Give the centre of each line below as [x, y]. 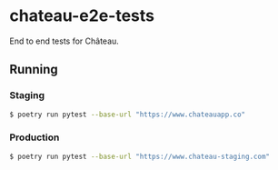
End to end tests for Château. [65, 41]
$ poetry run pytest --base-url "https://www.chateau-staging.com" [140, 156]
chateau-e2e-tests [82, 16]
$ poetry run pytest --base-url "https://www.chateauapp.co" [128, 115]
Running [34, 70]
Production [35, 137]
